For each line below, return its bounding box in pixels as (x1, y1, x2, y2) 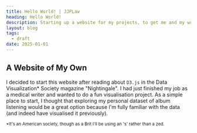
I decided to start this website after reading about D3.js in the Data (6, 79, 168, 86)
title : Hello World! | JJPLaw (6, 8, 80, 15)
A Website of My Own (6, 63, 87, 73)
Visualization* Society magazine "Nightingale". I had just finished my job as (6, 84, 188, 91)
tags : (6, 30, 19, 36)
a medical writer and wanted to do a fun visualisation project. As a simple (6, 91, 183, 98)
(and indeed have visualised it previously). (6, 110, 108, 117)
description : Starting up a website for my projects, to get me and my (6, 19, 185, 25)
